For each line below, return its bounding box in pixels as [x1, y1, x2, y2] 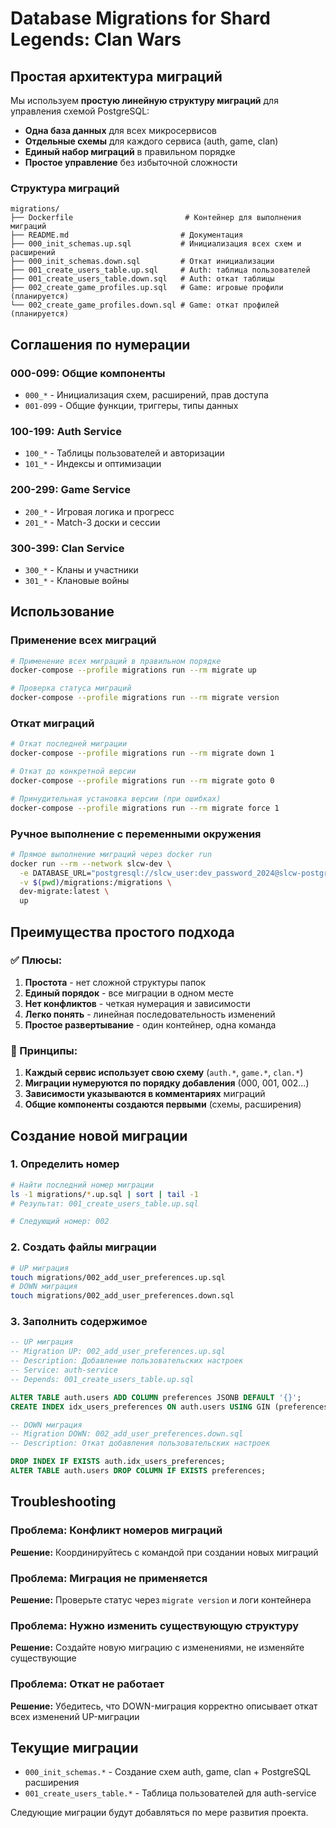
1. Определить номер [10, 1157, 120, 1171]
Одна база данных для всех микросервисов [24, 125, 217, 136]
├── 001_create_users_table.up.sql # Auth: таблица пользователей [10, 265, 311, 276]
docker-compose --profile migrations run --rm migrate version [10, 693, 280, 703]
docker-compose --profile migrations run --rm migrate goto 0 [10, 775, 275, 786]
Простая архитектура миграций [10, 68, 223, 85]
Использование [10, 603, 115, 621]
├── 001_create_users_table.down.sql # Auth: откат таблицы [10, 274, 275, 284]
